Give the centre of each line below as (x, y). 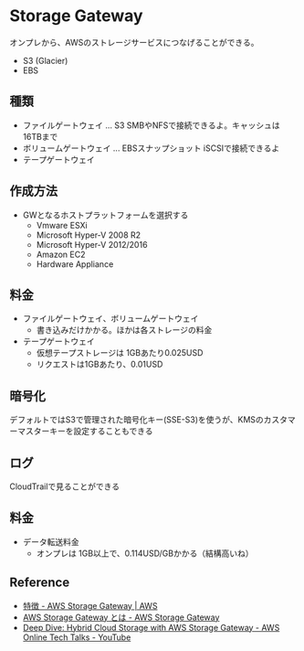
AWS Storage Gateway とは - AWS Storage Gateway (121, 617)
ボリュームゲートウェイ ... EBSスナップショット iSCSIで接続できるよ (151, 148)
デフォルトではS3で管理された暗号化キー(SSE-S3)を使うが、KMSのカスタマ (153, 420)
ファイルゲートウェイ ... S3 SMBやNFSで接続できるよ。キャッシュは (151, 125)
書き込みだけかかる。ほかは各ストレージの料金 (124, 330)
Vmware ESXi (62, 225)
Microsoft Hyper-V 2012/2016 (92, 244)
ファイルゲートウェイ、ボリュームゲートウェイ (110, 319)
